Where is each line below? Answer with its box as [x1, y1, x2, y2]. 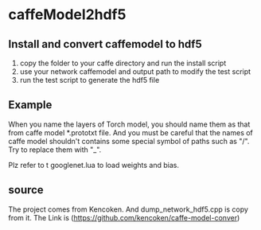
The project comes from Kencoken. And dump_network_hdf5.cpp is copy [8, 205, 249, 214]
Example [8, 98, 53, 112]
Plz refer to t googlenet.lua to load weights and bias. [8, 160, 180, 170]
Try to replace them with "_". [8, 145, 102, 154]
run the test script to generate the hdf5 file [19, 76, 160, 84]
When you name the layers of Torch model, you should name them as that [8, 119, 251, 129]
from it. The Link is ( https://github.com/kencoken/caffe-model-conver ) [8, 212, 240, 222]
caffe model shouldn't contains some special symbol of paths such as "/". [8, 136, 250, 146]
